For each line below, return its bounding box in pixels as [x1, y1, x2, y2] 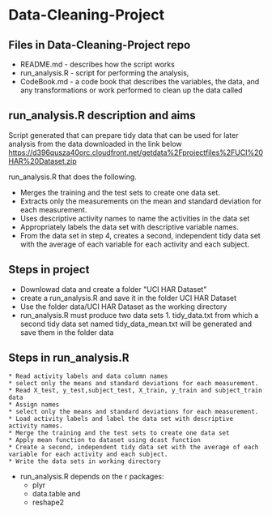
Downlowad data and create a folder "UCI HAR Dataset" [19, 284, 207, 294]
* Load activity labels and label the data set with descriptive [8, 415, 233, 423]
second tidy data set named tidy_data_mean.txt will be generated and [19, 319, 253, 328]
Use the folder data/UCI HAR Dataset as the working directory [19, 302, 227, 311]
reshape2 [32, 497, 65, 508]
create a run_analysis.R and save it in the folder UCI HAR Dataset [19, 293, 237, 303]
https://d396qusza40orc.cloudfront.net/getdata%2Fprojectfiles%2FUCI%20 [8, 148, 264, 157]
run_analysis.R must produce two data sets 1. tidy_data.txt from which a [19, 310, 259, 320]
